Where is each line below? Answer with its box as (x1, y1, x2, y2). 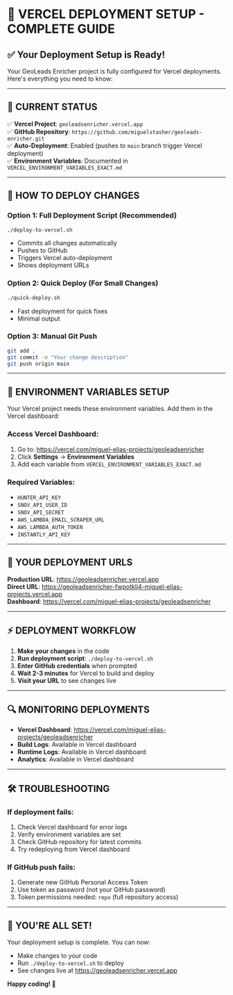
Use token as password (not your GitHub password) (17, 886, 166, 894)
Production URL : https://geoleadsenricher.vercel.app (7, 575, 159, 583)
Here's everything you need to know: (7, 74, 113, 83)
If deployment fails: (7, 807, 74, 816)
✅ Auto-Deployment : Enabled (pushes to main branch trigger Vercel (7, 141, 202, 149)
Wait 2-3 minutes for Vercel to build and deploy (17, 669, 155, 677)
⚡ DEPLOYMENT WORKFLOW (7, 625, 137, 637)
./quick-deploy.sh (7, 294, 60, 301)
